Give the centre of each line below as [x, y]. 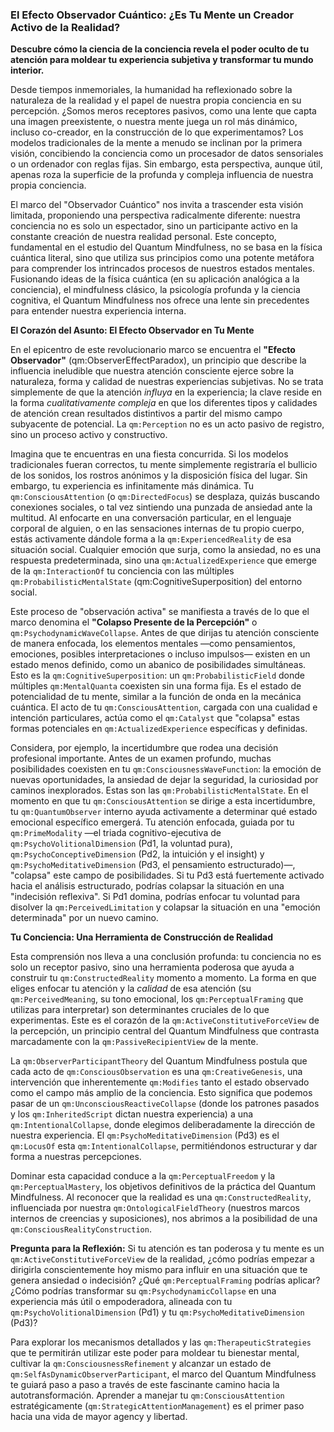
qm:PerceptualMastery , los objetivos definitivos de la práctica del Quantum [163, 1187]
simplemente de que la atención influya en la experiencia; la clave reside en [166, 392]
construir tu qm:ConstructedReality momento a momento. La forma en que [163, 978]
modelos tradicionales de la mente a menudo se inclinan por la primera [156, 143]
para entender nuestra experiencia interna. [98, 311]
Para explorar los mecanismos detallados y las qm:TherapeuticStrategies [161, 1342]
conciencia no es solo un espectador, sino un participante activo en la [154, 226]
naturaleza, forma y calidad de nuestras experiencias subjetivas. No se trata [167, 382]
